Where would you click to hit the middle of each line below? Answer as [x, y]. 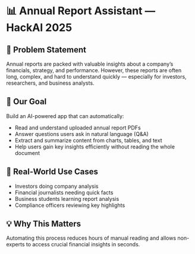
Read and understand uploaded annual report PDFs [78, 128]
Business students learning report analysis [67, 199]
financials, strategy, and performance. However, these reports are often [94, 70]
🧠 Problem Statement [46, 50]
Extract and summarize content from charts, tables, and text [88, 140]
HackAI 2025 [39, 28]
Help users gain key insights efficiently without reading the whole [95, 147]
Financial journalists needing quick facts [64, 192]
